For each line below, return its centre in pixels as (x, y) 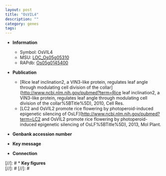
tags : (11, 28)
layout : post (19, 10)
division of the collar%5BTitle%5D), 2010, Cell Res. (72, 103)
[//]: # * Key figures (25, 163)
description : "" (22, 19)
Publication (24, 72)
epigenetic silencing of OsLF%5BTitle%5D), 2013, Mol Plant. (99, 125)
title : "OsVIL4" (22, 14)
